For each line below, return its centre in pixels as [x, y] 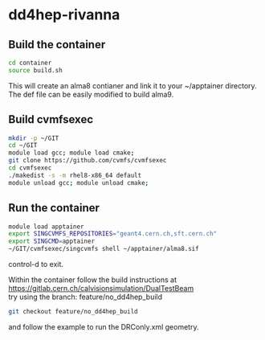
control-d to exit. [36, 264]
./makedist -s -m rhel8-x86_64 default [75, 175]
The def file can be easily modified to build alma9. [91, 94]
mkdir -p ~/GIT [34, 138]
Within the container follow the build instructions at [92, 280]
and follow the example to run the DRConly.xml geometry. [104, 326]
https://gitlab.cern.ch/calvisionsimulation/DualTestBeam [101, 288]
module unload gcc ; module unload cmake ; [79, 182]
